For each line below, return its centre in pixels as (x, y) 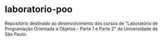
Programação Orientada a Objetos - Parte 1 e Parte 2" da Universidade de (82, 28)
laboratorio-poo (39, 9)
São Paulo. (16, 34)
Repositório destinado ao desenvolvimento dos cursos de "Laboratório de (82, 23)
